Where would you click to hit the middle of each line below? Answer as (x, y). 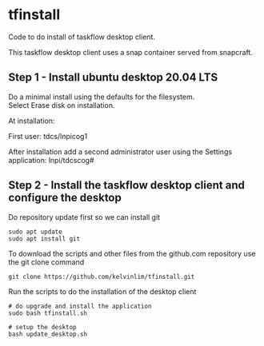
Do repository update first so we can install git (84, 217)
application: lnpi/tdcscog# (51, 160)
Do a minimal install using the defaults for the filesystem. (102, 97)
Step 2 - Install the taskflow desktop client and (127, 185)
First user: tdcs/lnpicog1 (48, 136)
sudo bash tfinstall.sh (48, 313)
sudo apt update (35, 232)
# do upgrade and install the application (80, 306)
